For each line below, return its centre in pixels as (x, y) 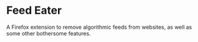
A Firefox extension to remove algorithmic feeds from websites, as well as (99, 27)
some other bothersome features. (49, 33)
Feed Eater (34, 10)
